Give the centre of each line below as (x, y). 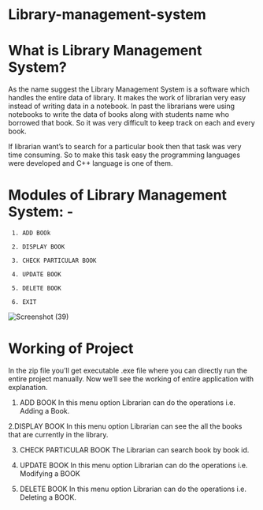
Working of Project (71, 349)
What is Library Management (105, 51)
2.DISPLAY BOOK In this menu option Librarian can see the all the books (125, 426)
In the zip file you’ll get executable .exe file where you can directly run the (128, 370)
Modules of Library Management (117, 195)
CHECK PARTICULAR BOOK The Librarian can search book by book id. (134, 450)
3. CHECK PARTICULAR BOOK (54, 261)
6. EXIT (24, 302)
